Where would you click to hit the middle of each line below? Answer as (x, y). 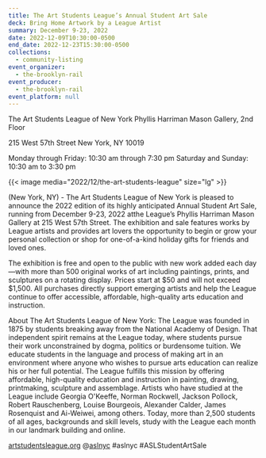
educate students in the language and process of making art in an (116, 354)
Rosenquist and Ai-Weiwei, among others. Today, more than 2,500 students (132, 414)
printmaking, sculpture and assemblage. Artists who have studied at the (126, 388)
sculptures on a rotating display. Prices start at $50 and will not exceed (124, 280)
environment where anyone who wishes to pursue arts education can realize (133, 363)
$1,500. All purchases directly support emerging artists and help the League (132, 288)
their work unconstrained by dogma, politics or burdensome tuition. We (125, 346)
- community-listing (49, 60)
